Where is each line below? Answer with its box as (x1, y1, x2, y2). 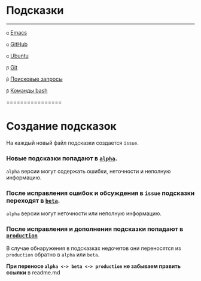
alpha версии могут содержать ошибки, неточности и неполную (6, 168, 171, 175)
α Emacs (6, 29, 28, 36)
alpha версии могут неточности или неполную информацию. (6, 210, 162, 217)
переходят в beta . (6, 197, 60, 205)
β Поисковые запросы (6, 75, 63, 83)
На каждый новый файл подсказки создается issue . (6, 139, 139, 146)
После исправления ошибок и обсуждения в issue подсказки (6, 189, 195, 197)
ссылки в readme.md (6, 268, 60, 276)
